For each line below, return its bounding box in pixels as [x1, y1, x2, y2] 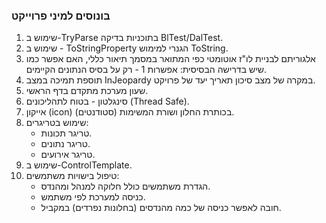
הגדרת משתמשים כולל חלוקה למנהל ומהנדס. [40, 180, 211, 193]
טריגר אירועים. [40, 149, 96, 161]
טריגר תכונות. [40, 127, 93, 139]
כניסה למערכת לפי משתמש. [40, 191, 146, 203]
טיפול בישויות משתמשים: [25, 170, 120, 182]
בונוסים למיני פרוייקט [11, 9, 111, 23]
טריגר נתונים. [40, 138, 91, 150]
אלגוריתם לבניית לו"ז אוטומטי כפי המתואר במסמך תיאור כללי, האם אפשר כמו [25, 53, 316, 65]
